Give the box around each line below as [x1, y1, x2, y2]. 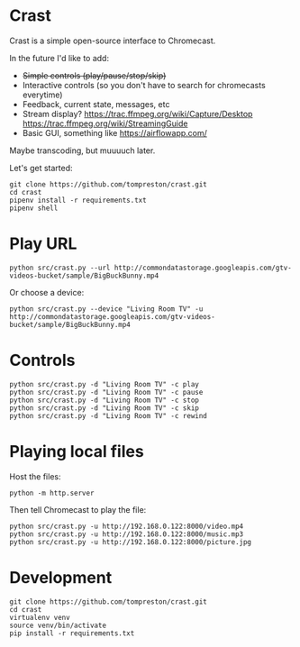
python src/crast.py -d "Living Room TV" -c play [9, 379, 200, 388]
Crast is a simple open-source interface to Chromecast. [9, 35, 216, 46]
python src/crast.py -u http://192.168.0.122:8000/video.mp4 [9, 522, 244, 531]
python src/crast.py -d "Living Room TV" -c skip [9, 403, 200, 413]
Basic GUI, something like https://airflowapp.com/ [22, 127, 207, 138]
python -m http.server [9, 488, 95, 497]
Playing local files [9, 442, 144, 461]
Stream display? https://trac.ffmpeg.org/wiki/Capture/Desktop [22, 108, 253, 119]
